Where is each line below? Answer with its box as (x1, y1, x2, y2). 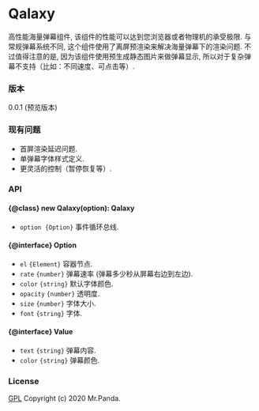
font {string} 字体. (19, 308, 83, 318)
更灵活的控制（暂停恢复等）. (19, 164, 112, 173)
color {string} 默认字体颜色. (19, 278, 114, 288)
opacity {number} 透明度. (19, 288, 100, 298)
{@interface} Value (8, 327, 73, 337)
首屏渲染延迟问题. (19, 144, 77, 153)
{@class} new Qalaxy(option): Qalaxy (8, 203, 135, 213)
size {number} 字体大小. (19, 298, 96, 308)
